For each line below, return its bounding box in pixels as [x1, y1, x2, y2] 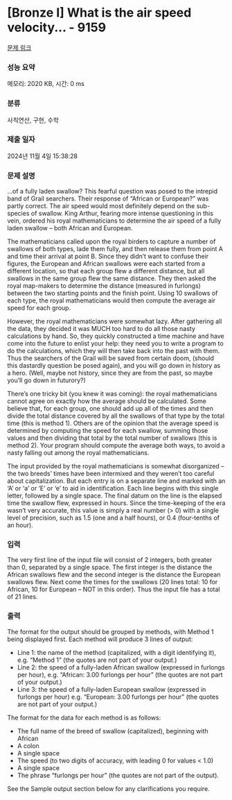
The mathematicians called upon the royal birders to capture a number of [7, 237, 216, 246]
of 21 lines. [7, 593, 38, 601]
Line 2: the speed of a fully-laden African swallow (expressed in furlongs [17, 663, 225, 671]
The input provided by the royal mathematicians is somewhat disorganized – [7, 462, 224, 470]
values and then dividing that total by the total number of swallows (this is [7, 434, 217, 442]
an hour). [7, 521, 33, 529]
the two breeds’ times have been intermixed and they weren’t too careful [7, 470, 215, 478]
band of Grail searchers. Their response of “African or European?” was [7, 194, 209, 203]
